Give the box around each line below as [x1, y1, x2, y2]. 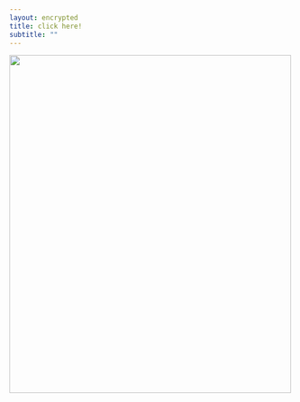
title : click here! [9, 22, 83, 31]
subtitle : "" [9, 30, 59, 39]
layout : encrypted [9, 13, 78, 23]
